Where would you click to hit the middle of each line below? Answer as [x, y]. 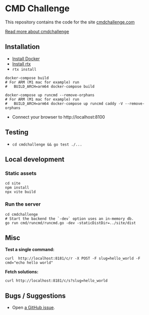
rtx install [24, 69]
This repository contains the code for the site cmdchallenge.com [70, 22]
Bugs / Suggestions [35, 296]
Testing [17, 132]
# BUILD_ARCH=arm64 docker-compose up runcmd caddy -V [64, 104]
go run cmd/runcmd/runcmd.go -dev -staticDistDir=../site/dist [71, 223]
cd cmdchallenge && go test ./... [47, 145]
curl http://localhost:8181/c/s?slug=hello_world [56, 281]
